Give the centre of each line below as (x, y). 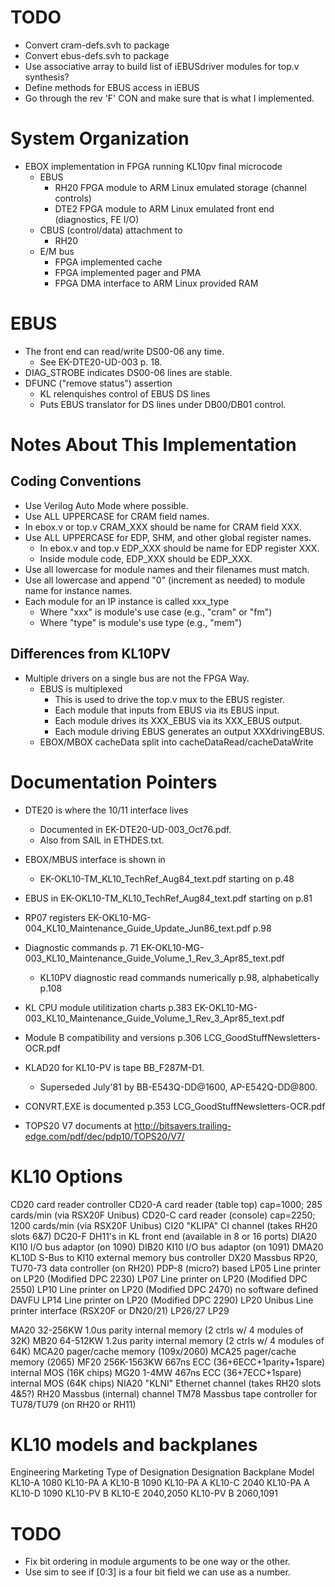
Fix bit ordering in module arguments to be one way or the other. (157, 1562)
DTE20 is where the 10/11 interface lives (106, 810)
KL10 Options (66, 1176)
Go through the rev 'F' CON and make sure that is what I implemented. (169, 98)
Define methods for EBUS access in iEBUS (112, 87)
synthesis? (47, 77)
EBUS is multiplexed (81, 688)
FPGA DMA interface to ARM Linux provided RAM (156, 283)
